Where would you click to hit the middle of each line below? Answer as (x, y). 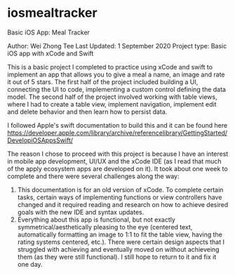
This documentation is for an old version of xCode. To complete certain (120, 189)
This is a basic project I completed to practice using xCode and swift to (110, 67)
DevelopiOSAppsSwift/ (40, 140)
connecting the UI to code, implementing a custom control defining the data (117, 89)
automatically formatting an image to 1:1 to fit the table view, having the (120, 234)
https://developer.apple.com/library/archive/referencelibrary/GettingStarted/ (117, 133)
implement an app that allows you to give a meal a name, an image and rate (116, 74)
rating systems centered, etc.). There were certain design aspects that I (121, 242)
